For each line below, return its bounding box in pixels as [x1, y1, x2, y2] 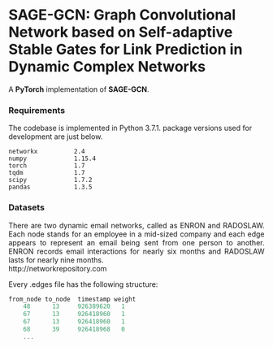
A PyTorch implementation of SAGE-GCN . [8, 84, 149, 94]
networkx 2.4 [8, 148, 85, 156]
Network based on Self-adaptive [8, 23, 233, 41]
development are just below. [8, 132, 103, 141]
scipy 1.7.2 [8, 176, 93, 184]
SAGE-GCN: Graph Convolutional [8, 6, 236, 24]
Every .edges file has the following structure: [8, 279, 158, 289]
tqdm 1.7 [8, 169, 85, 177]
